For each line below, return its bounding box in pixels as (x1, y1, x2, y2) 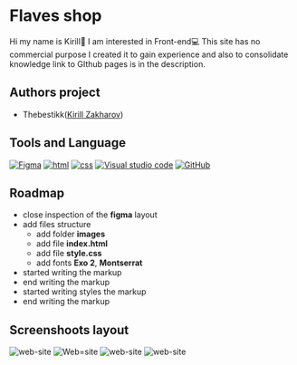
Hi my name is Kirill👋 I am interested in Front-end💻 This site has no (9, 35, 261, 46)
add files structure (22, 219, 91, 230)
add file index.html (35, 238, 109, 249)
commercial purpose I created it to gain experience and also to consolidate (9, 49, 289, 60)
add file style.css (35, 248, 102, 259)
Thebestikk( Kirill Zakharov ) (22, 109, 124, 120)
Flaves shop (9, 5, 102, 26)
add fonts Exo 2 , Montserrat (35, 257, 143, 268)
